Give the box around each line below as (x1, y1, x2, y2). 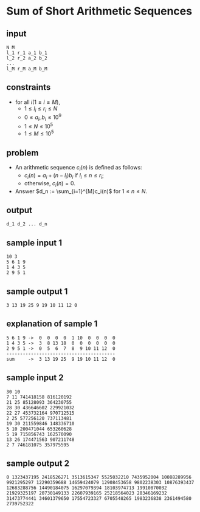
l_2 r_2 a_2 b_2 (6, 55, 47, 61)
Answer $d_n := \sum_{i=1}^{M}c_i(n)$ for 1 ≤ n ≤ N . (15, 187, 148, 195)
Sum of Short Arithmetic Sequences (6, 4, 193, 18)
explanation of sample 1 (6, 319, 98, 329)
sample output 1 (6, 286, 68, 296)
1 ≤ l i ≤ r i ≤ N (24, 104, 58, 114)
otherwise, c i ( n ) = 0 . (24, 179, 76, 188)
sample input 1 (6, 237, 63, 248)
